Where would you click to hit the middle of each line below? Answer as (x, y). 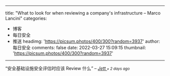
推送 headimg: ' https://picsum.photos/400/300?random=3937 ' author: (86, 41)
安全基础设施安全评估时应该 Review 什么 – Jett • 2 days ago (69, 68)
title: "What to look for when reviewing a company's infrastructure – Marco (83, 13)
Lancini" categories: (26, 18)
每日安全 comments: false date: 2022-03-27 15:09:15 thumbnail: (79, 48)
